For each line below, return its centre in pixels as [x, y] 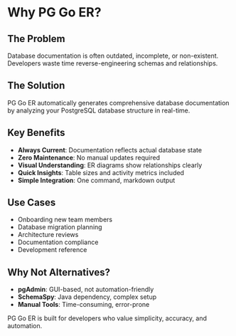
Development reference [52, 250]
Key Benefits [36, 133]
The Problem [36, 39]
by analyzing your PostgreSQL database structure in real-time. [99, 110]
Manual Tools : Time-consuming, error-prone [84, 305]
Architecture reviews [48, 235]
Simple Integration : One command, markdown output [96, 180]
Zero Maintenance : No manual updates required [88, 157]
